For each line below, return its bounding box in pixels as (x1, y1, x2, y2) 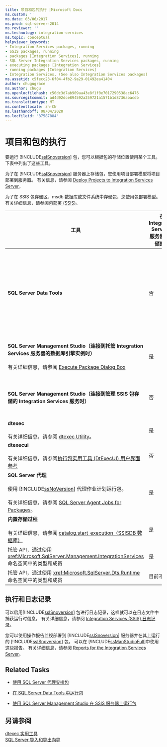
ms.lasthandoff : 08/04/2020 (5, 109, 64, 114)
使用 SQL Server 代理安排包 (12, 679, 69, 685)
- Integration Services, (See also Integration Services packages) (5, 72, 148, 77)
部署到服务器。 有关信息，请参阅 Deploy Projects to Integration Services (5, 177, 153, 183)
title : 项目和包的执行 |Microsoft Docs (5, 7, 83, 12)
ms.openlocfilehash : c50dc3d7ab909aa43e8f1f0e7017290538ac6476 (5, 90, 139, 95)
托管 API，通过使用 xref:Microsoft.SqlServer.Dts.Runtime (7, 569, 140, 576)
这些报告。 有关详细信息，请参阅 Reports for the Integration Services (5, 645, 146, 651)
